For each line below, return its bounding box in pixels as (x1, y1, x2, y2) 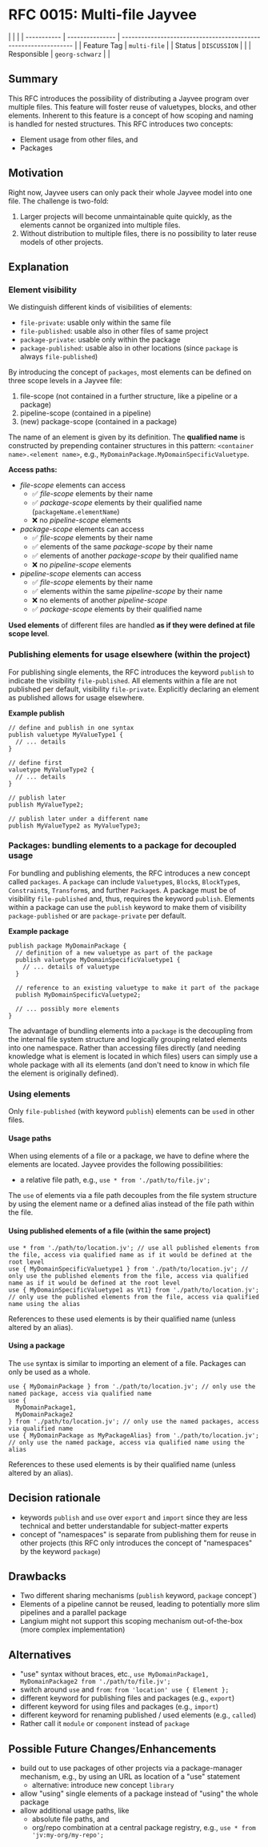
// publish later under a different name (8, 815, 149, 823)
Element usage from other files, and (19, 134, 138, 144)
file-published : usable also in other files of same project (19, 327, 209, 336)
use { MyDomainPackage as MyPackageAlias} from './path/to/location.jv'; (8, 1431, 260, 1440)
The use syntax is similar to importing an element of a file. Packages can (8, 1358, 246, 1368)
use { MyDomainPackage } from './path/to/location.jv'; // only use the (8, 1382, 256, 1390)
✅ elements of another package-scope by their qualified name (31, 551, 238, 561)
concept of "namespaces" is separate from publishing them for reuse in (19, 1529, 257, 1539)
